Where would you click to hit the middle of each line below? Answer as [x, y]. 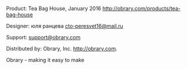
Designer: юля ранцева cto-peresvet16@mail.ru [65, 26]
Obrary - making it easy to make [45, 60]
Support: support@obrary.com [43, 37]
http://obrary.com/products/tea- [142, 8]
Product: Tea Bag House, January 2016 [54, 8]
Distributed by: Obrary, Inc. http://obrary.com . [62, 49]
